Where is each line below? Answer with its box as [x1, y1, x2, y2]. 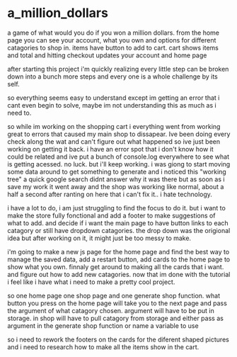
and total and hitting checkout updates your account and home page [7, 51, 207, 59]
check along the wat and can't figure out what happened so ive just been [7, 137, 221, 146]
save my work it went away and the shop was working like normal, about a [7, 182, 224, 191]
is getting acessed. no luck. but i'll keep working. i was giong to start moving [7, 159, 231, 168]
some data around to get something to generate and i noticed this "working [7, 167, 226, 176]
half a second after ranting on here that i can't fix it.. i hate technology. [7, 190, 212, 198]
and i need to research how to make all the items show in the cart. [7, 342, 200, 351]
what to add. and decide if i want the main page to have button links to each [7, 218, 229, 227]
